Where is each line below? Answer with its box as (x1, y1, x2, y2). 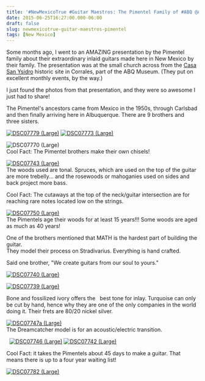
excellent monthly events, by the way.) (6, 75, 103, 82)
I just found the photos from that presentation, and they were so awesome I (6, 86, 196, 94)
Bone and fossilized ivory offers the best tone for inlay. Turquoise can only (6, 295, 196, 302)
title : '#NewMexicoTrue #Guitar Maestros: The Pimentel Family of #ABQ (6, 9, 192, 15)
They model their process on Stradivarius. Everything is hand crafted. (6, 247, 181, 254)
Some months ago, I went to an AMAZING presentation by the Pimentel (6, 48, 185, 56)
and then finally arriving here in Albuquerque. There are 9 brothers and (6, 111, 185, 119)
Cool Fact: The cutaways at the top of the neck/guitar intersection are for (6, 191, 190, 199)
